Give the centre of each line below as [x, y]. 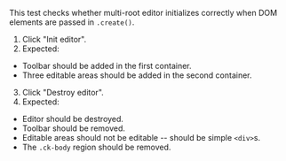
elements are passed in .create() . [72, 22]
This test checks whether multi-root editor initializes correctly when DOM [143, 13]
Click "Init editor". [54, 39]
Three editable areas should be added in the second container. [137, 75]
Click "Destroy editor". [63, 92]
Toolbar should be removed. [74, 128]
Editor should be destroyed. [73, 119]
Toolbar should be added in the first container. [107, 66]
